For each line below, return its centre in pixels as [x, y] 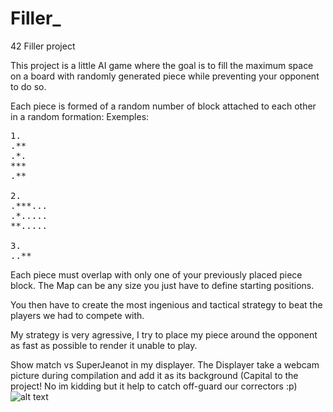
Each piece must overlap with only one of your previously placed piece [156, 274]
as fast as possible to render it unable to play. [104, 345]
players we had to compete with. [77, 315]
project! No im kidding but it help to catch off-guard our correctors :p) [154, 386]
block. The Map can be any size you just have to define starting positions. [162, 285]
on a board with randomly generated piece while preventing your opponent [165, 76]
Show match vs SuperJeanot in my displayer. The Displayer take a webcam [165, 364]
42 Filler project [43, 46]
